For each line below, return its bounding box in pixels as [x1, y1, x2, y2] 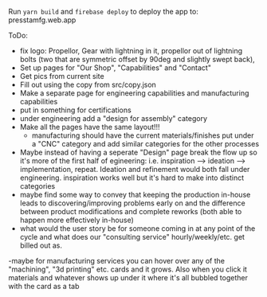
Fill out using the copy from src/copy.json [19, 80, 157, 89]
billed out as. [19, 240, 62, 250]
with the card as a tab [8, 282, 80, 291]
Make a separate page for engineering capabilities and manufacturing [19, 88, 249, 98]
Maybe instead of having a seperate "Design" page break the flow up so [19, 147, 257, 157]
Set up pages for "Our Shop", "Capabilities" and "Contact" [19, 63, 211, 72]
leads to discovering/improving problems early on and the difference [19, 198, 245, 208]
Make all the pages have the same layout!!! [19, 123, 161, 131]
